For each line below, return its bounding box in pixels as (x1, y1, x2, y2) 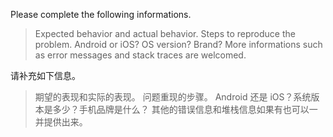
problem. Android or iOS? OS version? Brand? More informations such (34, 39, 323, 50)
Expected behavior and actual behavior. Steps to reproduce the (34, 28, 296, 39)
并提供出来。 (34, 116, 88, 128)
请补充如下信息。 (10, 70, 81, 81)
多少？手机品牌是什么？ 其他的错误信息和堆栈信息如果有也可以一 (52, 104, 318, 115)
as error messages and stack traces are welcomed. (34, 49, 247, 61)
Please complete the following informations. (10, 9, 192, 20)
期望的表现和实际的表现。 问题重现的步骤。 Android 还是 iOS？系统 (34, 91, 312, 103)
